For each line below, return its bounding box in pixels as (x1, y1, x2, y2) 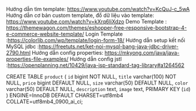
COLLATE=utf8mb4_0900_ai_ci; (6, 98, 84, 105)
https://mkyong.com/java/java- (104, 49, 180, 56)
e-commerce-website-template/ (6, 31, 84, 38)
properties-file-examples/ (6, 56, 69, 62)
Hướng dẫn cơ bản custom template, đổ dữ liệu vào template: (6, 12, 155, 19)
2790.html (6, 49, 31, 56)
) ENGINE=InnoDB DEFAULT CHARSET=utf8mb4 (6, 92, 124, 99)
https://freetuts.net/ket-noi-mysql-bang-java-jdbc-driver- (38, 43, 179, 50)
